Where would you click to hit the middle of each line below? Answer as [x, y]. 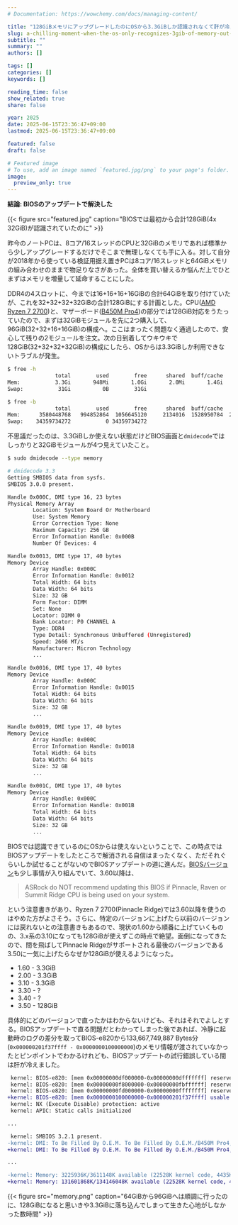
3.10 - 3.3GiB [36, 982]
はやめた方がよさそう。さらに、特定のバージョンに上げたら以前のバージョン [119, 918]
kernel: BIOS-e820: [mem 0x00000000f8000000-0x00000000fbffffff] [109, 1085]
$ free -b [22, 401]
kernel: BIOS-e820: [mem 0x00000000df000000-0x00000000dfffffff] [109, 1078]
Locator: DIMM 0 [57, 615]
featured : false [31, 144]
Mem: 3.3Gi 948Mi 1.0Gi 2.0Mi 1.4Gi [115, 382]
